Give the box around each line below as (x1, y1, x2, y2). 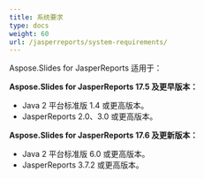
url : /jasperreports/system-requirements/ (9, 37, 168, 47)
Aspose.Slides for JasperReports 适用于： (9, 63, 162, 73)
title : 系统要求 (9, 12, 64, 22)
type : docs (9, 21, 49, 30)
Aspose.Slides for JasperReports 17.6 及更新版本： (9, 130, 199, 141)
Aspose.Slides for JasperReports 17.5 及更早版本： (9, 81, 199, 93)
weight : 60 (9, 29, 49, 38)
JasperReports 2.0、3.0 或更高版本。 (21, 111, 158, 122)
